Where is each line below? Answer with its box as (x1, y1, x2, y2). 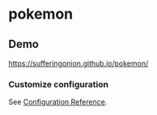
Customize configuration (8, 79, 109, 90)
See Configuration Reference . (8, 97, 108, 107)
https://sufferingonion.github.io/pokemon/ (8, 58, 149, 68)
